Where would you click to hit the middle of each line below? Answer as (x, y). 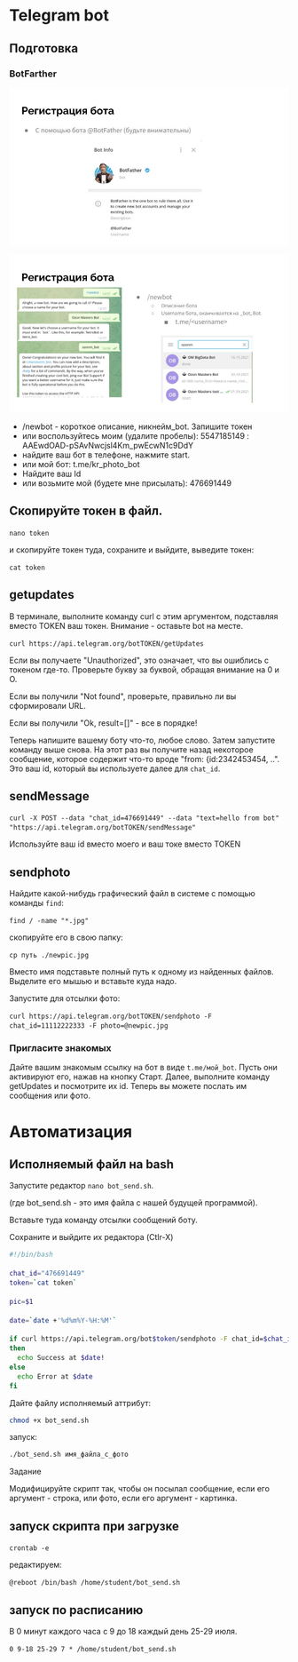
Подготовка (43, 48)
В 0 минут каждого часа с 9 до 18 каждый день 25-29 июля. (123, 1631)
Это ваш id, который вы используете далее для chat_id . (115, 768)
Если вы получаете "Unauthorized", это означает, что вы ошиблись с (139, 660)
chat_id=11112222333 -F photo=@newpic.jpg (89, 1026)
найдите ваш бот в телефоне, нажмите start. (106, 455)
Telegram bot (59, 16)
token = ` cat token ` (43, 1283)
